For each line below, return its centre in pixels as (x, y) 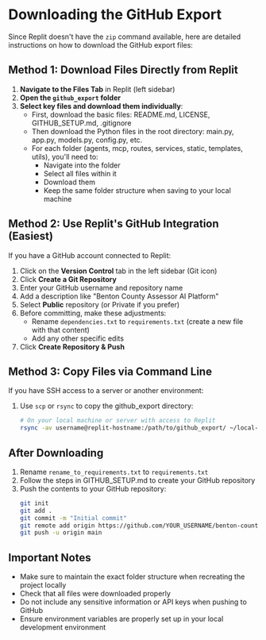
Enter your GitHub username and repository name (101, 287)
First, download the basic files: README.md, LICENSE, (121, 114)
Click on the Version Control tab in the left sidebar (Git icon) (118, 271)
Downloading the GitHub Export (115, 15)
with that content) (60, 330)
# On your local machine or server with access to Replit (118, 421)
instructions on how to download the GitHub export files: (100, 44)
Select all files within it (80, 173)
